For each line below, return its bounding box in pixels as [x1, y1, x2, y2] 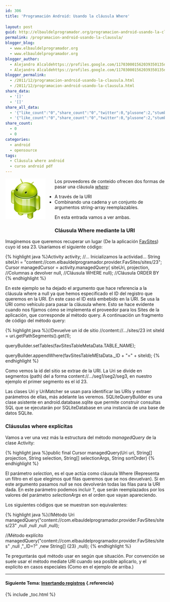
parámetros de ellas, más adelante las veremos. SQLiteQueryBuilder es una [5, 394, 163, 400]
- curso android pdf [10, 164, 53, 169]
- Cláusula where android [10, 158, 65, 164]
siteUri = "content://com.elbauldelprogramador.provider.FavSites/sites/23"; [5, 259, 162, 265]
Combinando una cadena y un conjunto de [55, 199, 143, 205]
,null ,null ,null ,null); [18, 522, 60, 528]
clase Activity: [5, 440, 35, 446]
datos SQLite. [5, 410, 34, 416]
